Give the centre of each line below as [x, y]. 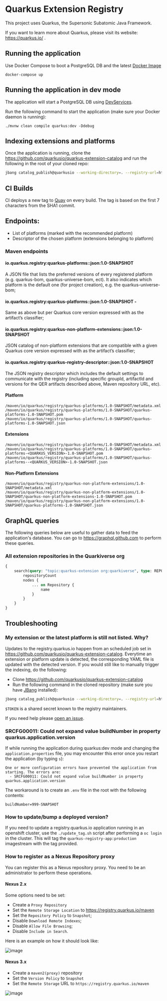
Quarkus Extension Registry [64, 9]
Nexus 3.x [16, 962]
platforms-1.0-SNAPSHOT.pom [34, 414]
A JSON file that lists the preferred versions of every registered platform [79, 274]
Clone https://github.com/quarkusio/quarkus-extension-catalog [78, 679]
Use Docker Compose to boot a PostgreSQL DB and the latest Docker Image [83, 65]
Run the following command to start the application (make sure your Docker [83, 111]
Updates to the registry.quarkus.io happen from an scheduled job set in [78, 648]
